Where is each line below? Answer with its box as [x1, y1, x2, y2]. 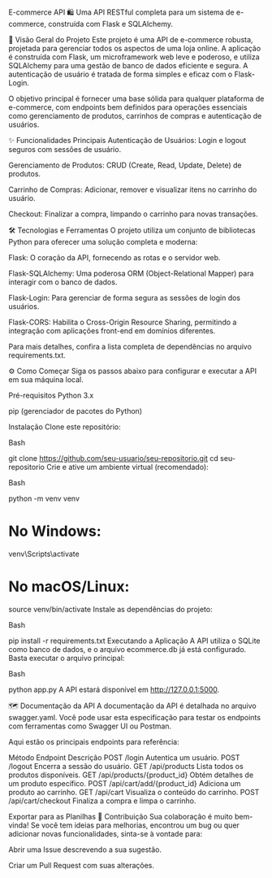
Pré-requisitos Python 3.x [8, 390, 94, 400]
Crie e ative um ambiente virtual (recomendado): [45, 463, 209, 472]
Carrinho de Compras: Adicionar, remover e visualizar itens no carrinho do [8, 185, 257, 194]
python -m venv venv [8, 493, 80, 503]
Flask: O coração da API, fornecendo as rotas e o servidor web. [8, 253, 221, 263]
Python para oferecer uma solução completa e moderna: [8, 237, 198, 246]
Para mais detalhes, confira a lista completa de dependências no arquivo [8, 341, 252, 351]
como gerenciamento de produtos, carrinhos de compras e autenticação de [8, 111, 262, 120]
